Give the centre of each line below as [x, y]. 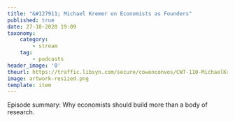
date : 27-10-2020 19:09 [42, 26]
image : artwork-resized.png [48, 78]
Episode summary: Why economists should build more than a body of [107, 105]
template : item [29, 85]
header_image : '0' [34, 66]
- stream [45, 46]
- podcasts [48, 59]
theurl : [19, 72]
